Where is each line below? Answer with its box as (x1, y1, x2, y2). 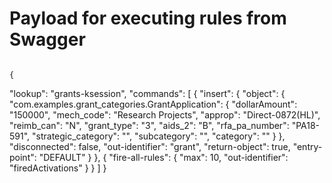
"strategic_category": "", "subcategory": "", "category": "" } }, (32, 130, 286, 142)
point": (9, 151, 37, 163)
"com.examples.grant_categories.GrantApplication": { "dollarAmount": (9, 98, 298, 110)
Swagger (9, 28, 86, 51)
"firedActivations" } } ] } (9, 162, 107, 174)
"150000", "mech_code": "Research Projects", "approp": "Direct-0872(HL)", (9, 108, 321, 121)
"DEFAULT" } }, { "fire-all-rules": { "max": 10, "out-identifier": (38, 151, 289, 163)
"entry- (292, 140, 323, 152)
